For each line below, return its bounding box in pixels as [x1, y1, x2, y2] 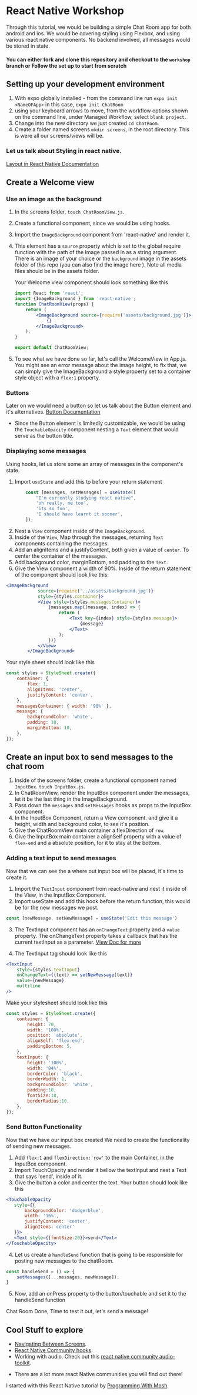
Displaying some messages [6, 447, 86, 455]
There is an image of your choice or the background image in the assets [14, 255, 187, 262]
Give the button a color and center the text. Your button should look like [14, 1178, 188, 1186]
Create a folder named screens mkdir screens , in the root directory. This [14, 126, 190, 133]
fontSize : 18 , [27, 1093, 59, 1098]
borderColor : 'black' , [27, 1071, 83, 1077]
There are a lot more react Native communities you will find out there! [14, 1371, 183, 1378]
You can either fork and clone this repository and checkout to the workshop [6, 56, 191, 63]
